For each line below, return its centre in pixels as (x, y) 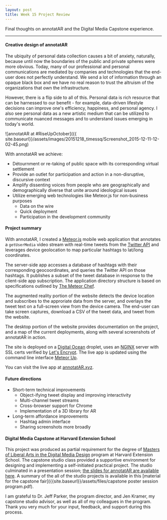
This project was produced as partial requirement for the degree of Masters (83, 450)
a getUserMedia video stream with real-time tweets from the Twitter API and (82, 244)
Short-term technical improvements (49, 390)
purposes (22, 201)
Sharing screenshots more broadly (55, 427)
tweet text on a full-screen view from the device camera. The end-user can (82, 306)
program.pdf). (19, 487)
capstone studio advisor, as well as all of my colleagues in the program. (78, 502)
